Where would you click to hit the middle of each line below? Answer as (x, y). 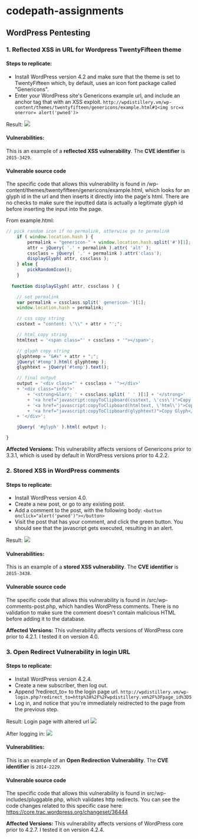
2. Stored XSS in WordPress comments (63, 471)
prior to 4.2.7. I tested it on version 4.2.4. (55, 830)
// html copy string (42, 335)
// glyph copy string (43, 351)
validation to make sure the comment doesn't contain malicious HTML (91, 612)
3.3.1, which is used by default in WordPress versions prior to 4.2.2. (88, 456)
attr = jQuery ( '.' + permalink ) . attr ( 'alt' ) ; (89, 248)
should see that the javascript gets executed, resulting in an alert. (94, 528)
